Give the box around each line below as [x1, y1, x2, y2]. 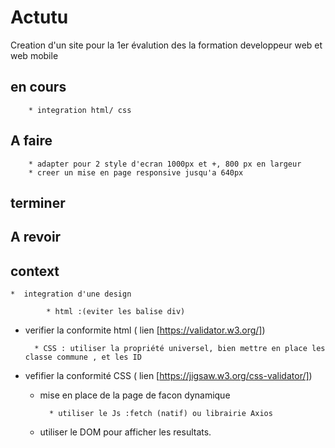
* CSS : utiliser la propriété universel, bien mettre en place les [34, 344, 326, 354]
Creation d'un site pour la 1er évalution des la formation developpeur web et [10, 39, 323, 51]
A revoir [10, 229, 62, 246]
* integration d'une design [10, 289, 132, 300]
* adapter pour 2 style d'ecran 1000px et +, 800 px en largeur [28, 159, 302, 169]
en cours [10, 79, 67, 96]
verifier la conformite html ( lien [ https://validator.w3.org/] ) [24, 324, 266, 336]
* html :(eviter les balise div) [46, 307, 186, 317]
